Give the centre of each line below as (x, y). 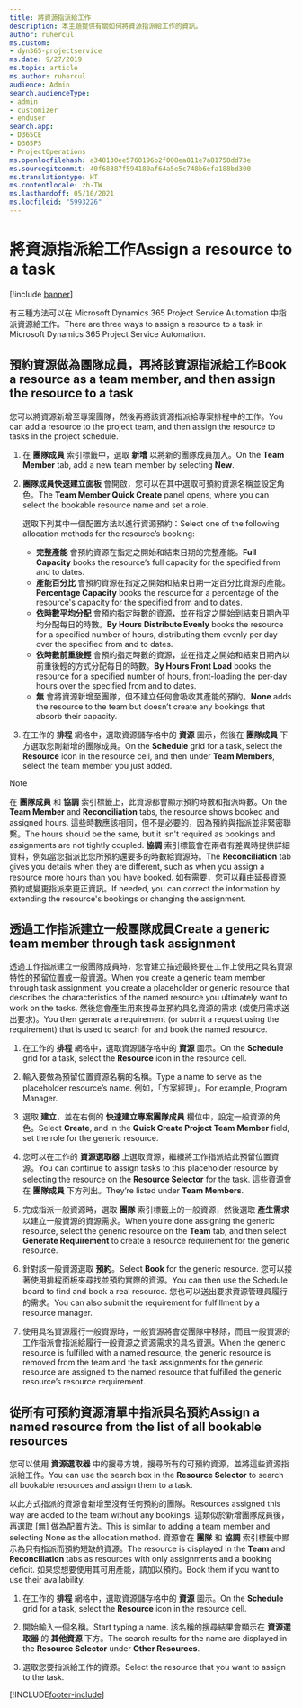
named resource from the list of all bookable (136, 1426)
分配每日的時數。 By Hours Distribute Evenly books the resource (164, 624)
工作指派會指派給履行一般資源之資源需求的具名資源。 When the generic (154, 1343)
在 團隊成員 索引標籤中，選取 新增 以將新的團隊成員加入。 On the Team (153, 454)
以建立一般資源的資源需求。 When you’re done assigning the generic (149, 1221)
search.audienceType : (50, 93)
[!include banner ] (41, 294)
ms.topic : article (44, 69)
